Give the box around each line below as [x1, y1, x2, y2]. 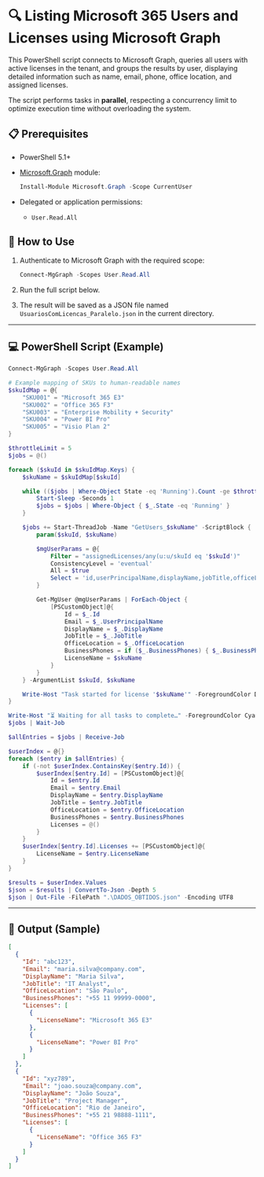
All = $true [49, 567, 90, 575]
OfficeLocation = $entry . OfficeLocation [49, 806, 185, 814]
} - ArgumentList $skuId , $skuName [22, 676, 135, 684]
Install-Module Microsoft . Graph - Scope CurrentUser [19, 182, 192, 190]
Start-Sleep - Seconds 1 [36, 495, 114, 502]
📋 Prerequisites [8, 127, 89, 141]
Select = [49, 574, 79, 583]
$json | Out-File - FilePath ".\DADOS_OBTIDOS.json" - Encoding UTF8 [8, 893, 234, 901]
